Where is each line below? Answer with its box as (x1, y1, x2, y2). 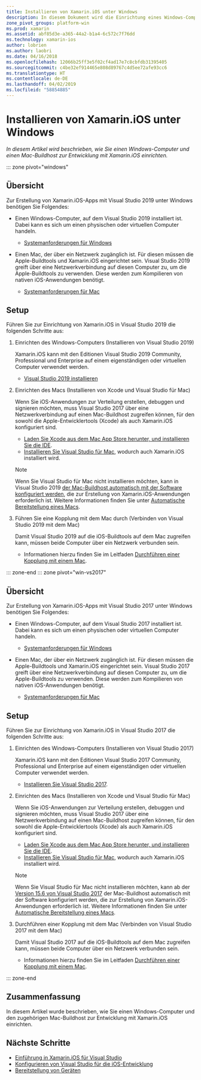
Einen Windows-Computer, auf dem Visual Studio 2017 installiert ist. (14, 620, 182, 628)
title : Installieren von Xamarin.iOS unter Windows (6, 8, 138, 15)
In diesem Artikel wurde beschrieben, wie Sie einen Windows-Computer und (6, 1007, 195, 1015)
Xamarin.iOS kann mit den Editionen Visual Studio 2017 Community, (14, 757, 181, 764)
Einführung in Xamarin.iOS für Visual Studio (14, 1054, 123, 1061)
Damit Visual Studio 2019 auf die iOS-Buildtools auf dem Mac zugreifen (14, 533, 191, 540)
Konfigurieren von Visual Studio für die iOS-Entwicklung (14, 1060, 154, 1067)
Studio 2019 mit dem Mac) (14, 521, 80, 529)
